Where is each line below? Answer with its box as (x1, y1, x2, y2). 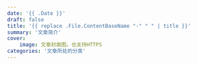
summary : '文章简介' (7, 28, 62, 36)
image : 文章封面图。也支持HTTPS (19, 41, 103, 48)
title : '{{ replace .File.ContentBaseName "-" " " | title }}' (7, 22, 192, 29)
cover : (7, 35, 26, 42)
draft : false (7, 16, 44, 23)
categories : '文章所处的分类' (7, 48, 86, 55)
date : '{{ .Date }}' (7, 9, 66, 17)
